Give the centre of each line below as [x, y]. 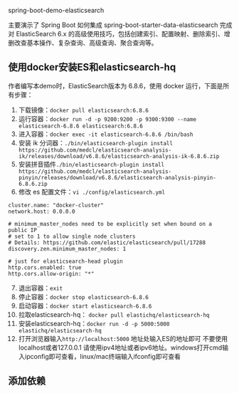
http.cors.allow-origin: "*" [51, 273]
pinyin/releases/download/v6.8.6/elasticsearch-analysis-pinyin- [117, 177]
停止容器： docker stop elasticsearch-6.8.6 [83, 297]
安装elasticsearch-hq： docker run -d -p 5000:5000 [94, 323]
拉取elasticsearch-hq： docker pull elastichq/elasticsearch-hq [114, 314]
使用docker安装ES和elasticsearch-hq [92, 67]
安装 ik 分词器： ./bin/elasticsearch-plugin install [96, 142]
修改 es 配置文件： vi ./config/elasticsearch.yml [92, 192]
